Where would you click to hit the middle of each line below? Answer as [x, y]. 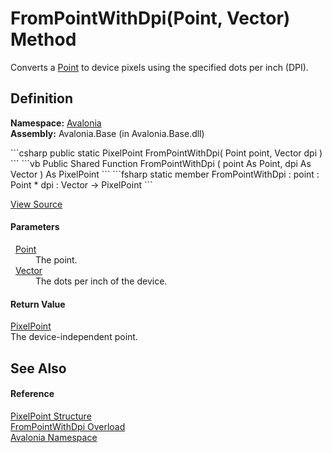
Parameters [35, 227]
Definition [41, 98]
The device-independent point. [74, 337]
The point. [56, 259]
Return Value [38, 304]
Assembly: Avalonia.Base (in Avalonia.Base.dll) [107, 133]
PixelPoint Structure [51, 416]
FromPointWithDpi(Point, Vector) [150, 18]
